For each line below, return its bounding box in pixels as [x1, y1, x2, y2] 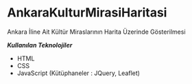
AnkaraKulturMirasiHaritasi [7, 5, 167, 21]
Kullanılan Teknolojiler [7, 41, 73, 49]
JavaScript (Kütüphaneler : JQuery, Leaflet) [16, 69, 141, 77]
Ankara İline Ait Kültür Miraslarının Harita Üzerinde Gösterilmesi [7, 28, 187, 36]
